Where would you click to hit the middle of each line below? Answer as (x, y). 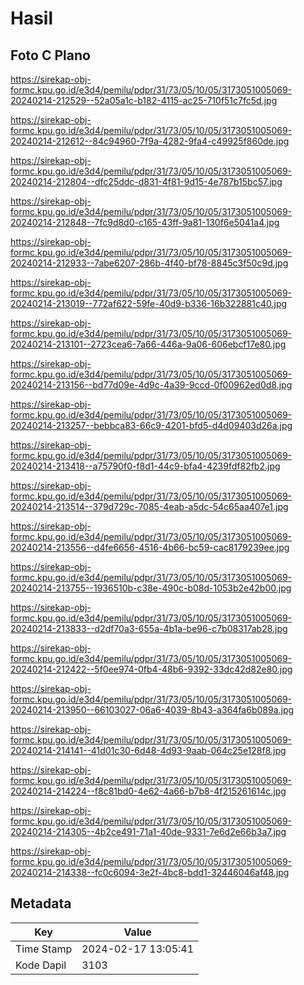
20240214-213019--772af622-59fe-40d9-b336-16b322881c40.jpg (149, 303)
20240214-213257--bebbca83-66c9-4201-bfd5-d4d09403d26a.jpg (151, 425)
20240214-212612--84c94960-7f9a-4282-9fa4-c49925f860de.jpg (150, 141)
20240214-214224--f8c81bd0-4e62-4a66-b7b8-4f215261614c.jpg (148, 791)
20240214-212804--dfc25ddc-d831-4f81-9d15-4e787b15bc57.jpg (146, 181)
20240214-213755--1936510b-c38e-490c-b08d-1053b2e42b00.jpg (151, 588)
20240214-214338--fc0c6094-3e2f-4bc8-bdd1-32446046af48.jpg (150, 872)
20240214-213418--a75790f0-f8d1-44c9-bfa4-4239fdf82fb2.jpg (145, 466)
